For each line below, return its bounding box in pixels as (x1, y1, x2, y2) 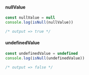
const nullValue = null (5, 15, 56, 20)
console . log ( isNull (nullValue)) (5, 20, 73, 25)
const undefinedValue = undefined (5, 51, 78, 56)
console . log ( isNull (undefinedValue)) (5, 55, 85, 60)
